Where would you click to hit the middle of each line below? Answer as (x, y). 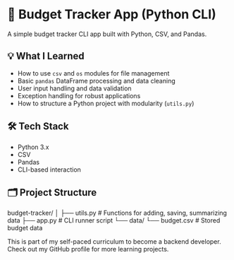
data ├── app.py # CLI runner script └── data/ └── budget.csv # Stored (114, 220)
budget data (25, 228)
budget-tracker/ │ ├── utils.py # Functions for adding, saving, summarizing (117, 213)
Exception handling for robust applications (79, 95)
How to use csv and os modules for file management (93, 73)
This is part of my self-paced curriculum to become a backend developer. (114, 242)
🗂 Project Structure (52, 193)
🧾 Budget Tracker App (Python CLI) (112, 14)
